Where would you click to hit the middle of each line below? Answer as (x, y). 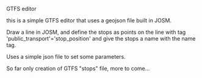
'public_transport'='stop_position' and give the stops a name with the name (101, 38)
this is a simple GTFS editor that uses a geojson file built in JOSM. (89, 20)
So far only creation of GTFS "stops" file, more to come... (78, 68)
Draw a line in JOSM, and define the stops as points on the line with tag (96, 32)
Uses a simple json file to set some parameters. (66, 57)
